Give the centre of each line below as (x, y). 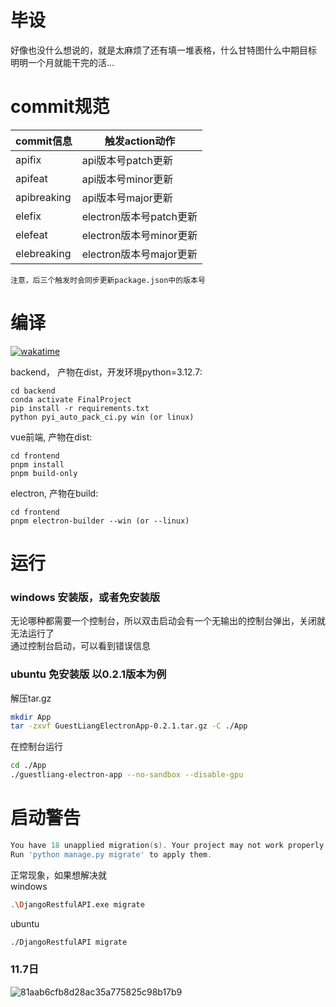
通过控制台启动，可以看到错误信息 (80, 646)
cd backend (33, 391)
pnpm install (37, 464)
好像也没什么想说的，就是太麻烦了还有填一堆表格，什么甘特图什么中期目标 (163, 50)
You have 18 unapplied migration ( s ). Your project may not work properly (167, 846)
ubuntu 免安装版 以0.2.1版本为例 (88, 674)
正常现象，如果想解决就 (58, 875)
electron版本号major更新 (139, 254)
